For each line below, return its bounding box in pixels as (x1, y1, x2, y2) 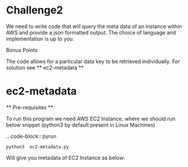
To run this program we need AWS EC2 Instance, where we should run (6, 115, 176, 122)
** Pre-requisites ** (6, 103, 54, 111)
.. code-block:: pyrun (6, 133, 57, 140)
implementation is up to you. (6, 35, 75, 42)
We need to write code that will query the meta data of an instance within (6, 23, 182, 30)
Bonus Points (6, 46, 38, 53)
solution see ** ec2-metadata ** (6, 64, 84, 71)
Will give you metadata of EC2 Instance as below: (6, 154, 126, 161)
